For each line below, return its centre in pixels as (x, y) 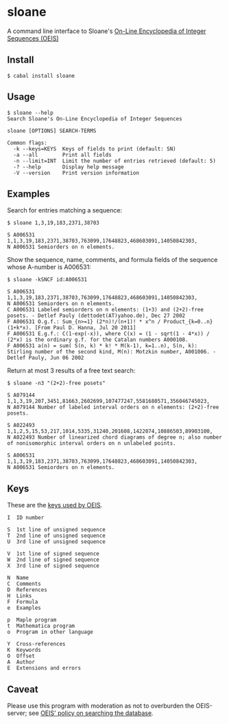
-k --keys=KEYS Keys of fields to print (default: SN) (95, 149)
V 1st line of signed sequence (53, 554)
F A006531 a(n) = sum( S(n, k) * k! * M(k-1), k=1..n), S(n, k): (102, 346)
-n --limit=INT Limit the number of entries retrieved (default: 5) (114, 161)
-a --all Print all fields (62, 155)
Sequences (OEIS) (33, 38)
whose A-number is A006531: (49, 267)
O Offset (21, 656)
